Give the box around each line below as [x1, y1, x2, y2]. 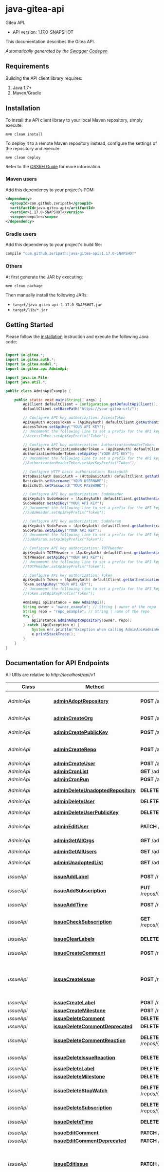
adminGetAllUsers [53, 848, 97, 855]
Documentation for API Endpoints [5, 659, 109, 667]
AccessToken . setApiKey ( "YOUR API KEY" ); [23, 424, 106, 429]
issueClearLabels [53, 936, 95, 943]
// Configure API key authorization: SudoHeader [23, 492, 124, 497]
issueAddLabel [53, 873, 89, 880]
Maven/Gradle [12, 90, 41, 96]
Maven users [5, 176, 37, 182]
